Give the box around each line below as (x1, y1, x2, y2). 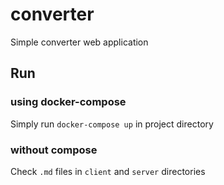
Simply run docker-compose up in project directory (10, 118, 214, 130)
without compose (10, 143, 98, 157)
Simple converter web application (10, 36, 149, 48)
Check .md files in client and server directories (10, 165, 206, 177)
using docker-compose (10, 95, 127, 109)
